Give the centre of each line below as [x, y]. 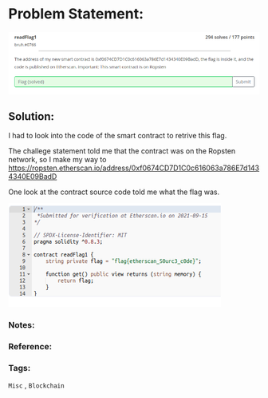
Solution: [31, 116]
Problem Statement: [76, 14]
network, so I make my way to [57, 160]
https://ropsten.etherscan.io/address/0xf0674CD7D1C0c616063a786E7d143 [134, 168]
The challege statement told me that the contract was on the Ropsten [122, 151]
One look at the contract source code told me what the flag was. [114, 192]
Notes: [22, 325]
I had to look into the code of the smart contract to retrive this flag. [118, 136]
